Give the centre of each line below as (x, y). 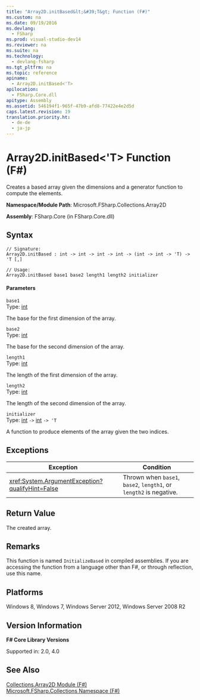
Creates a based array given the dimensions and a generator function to (95, 187)
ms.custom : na (24, 17)
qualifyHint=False (34, 488)
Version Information (44, 625)
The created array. (29, 528)
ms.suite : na (22, 51)
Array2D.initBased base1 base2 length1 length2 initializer (82, 275)
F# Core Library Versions (38, 640)
